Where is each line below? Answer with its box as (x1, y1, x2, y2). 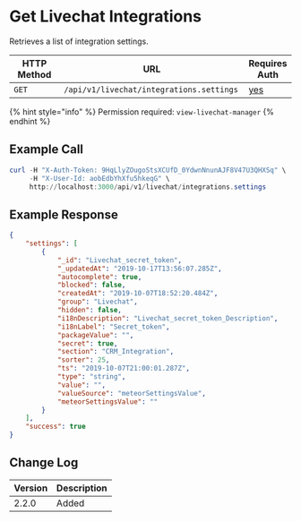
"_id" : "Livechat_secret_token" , (56, 255, 182, 265)
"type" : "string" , (56, 372, 126, 381)
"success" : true (25, 423, 87, 431)
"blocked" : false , (56, 280, 126, 290)
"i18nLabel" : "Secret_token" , (56, 322, 170, 331)
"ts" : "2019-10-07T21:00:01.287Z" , (56, 364, 191, 373)
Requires (248, 56, 288, 69)
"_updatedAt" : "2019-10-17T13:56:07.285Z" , (56, 264, 222, 273)
